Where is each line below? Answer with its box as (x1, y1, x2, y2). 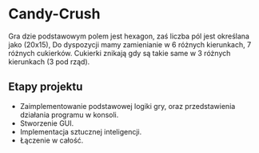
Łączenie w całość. (19, 135, 84, 145)
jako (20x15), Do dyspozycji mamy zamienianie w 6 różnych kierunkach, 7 (8, 39, 252, 49)
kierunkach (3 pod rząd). (8, 57, 90, 66)
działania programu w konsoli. (19, 110, 119, 119)
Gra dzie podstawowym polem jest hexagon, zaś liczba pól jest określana (8, 31, 250, 41)
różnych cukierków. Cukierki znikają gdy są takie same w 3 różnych (8, 48, 231, 58)
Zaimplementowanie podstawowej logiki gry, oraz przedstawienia (19, 101, 236, 111)
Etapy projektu (8, 80, 83, 94)
